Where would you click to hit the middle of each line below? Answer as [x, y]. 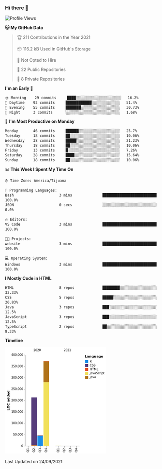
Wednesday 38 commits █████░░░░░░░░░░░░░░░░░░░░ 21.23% [72, 141]
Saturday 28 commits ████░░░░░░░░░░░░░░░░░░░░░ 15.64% [72, 155]
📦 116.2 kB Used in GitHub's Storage [54, 49]
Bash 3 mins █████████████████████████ [81, 195]
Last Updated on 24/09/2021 [34, 462]
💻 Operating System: [27, 259]
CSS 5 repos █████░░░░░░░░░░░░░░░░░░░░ [81, 298]
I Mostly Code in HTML [28, 278]
